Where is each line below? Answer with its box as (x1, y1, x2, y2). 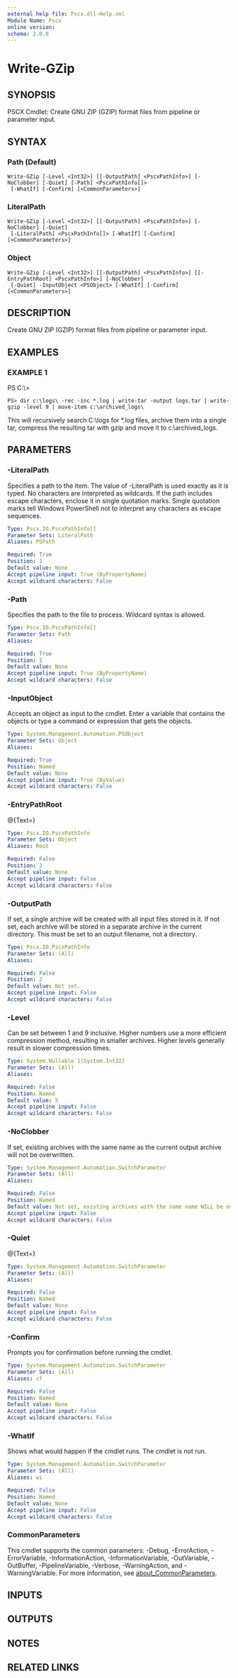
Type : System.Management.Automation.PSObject (7, 731, 144, 738)
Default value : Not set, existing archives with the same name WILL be (7, 1203, 223, 1210)
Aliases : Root (7, 843, 50, 850)
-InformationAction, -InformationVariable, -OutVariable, (49, 1553, 210, 1562)
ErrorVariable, (7, 1553, 48, 1562)
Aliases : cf (7, 1375, 42, 1382)
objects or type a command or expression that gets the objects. (7, 717, 193, 725)
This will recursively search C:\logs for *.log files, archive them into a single (7, 416, 227, 425)
